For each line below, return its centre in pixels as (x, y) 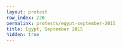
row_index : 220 (26, 18)
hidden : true (23, 35)
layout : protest (27, 12)
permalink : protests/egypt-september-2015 (61, 23)
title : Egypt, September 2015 (45, 29)
